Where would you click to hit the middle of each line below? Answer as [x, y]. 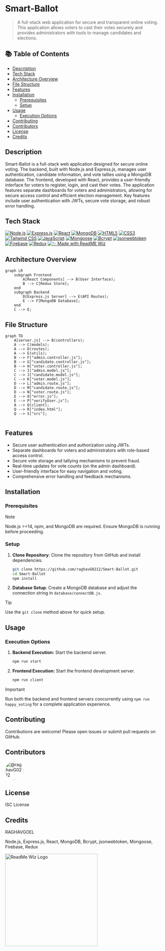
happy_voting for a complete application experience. [58, 704]
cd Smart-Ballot [29, 574]
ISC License [17, 805]
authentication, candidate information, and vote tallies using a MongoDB [78, 174]
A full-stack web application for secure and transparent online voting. [88, 22]
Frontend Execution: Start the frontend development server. [73, 670]
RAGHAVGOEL [20, 832]
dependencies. [27, 560]
